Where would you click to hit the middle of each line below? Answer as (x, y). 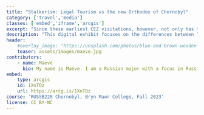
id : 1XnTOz (31, 86)
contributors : (24, 57)
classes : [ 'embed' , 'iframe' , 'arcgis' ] (55, 23)
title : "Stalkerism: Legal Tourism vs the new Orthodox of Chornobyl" (97, 12)
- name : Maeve (35, 63)
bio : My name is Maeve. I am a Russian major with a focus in (103, 68)
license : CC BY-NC (29, 102)
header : (16, 40)
